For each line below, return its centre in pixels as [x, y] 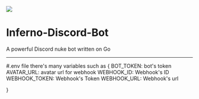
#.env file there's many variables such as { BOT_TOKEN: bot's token [89, 66]
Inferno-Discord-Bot [57, 33]
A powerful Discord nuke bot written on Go [58, 49]
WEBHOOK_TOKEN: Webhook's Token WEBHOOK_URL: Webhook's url [92, 78]
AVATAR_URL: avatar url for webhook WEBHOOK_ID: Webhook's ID [88, 72]
